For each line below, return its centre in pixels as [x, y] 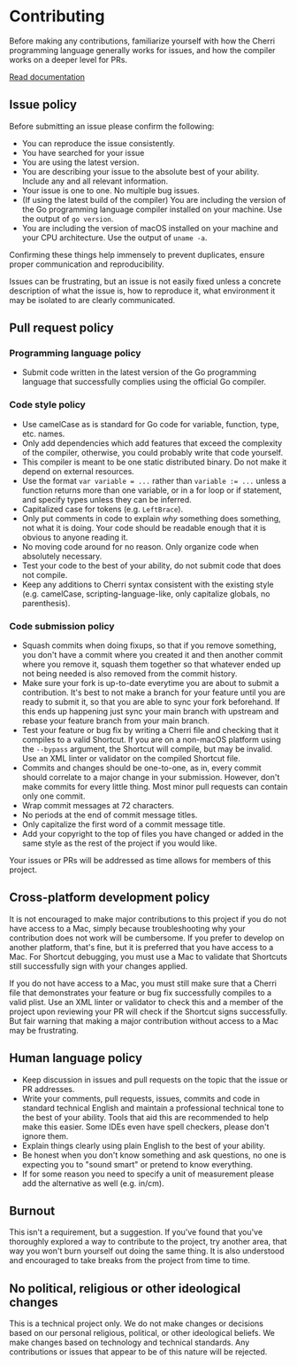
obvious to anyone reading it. [75, 537]
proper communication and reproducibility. [87, 264]
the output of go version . [68, 218]
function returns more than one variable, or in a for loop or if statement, [152, 490]
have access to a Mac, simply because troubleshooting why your [127, 928]
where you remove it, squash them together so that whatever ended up [151, 664]
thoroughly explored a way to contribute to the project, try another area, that [148, 1242]
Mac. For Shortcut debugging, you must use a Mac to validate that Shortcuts [148, 956]
